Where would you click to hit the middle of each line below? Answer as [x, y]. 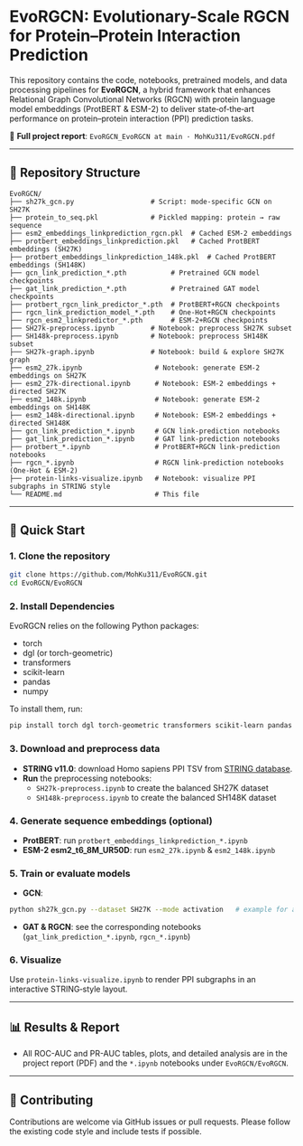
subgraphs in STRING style [60, 486]
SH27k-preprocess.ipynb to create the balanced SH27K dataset [152, 787]
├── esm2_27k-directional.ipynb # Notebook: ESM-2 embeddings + [143, 383]
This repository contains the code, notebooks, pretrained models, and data [148, 80]
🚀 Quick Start [47, 531]
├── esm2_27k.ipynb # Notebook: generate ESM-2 [134, 368]
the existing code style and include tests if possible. [106, 1132]
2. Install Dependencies [62, 606]
